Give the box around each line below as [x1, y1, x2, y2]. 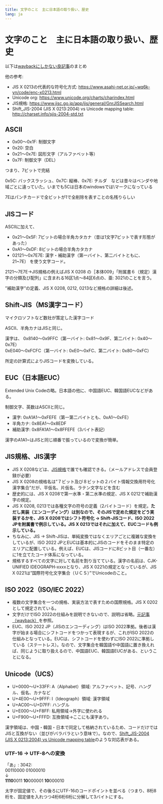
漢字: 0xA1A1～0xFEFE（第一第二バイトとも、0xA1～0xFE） [12, 414, 131, 420]
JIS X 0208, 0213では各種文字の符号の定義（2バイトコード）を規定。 [12, 503, 151, 509]
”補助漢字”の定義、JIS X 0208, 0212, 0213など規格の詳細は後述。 [5, 286, 136, 291]
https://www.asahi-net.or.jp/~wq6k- [78, 84, 150, 90]
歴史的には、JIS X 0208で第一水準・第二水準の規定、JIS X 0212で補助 [12, 491, 154, 497]
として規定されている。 [12, 605, 59, 612]
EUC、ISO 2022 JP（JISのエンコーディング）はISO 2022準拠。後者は [12, 624, 152, 630]
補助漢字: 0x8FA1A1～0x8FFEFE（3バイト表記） [12, 426, 108, 432]
